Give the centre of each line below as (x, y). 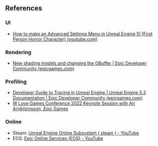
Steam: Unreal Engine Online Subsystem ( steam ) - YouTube (76, 133)
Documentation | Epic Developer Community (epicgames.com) (77, 98)
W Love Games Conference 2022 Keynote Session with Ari (74, 104)
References (24, 8)
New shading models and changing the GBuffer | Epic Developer (80, 63)
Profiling (16, 81)
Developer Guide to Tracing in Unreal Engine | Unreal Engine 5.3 (79, 92)
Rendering (18, 52)
